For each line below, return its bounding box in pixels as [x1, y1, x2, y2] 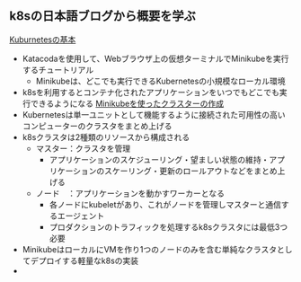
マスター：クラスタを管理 [35, 143, 131, 154]
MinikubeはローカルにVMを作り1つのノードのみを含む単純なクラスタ [22, 243, 277, 254]
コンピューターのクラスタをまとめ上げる [22, 120, 173, 131]
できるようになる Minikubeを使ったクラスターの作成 [30, 98, 225, 109]
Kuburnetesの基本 [9, 34, 76, 45]
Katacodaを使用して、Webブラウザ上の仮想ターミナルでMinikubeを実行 [22, 53, 289, 64]
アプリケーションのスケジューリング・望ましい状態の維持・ [49, 154, 270, 164]
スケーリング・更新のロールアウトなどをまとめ [104, 165, 279, 176]
